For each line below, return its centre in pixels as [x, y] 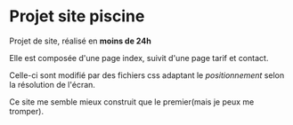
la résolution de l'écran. [53, 84]
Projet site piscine [77, 16]
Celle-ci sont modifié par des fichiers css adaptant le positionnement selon [147, 75]
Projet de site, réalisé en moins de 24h [80, 41]
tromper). [27, 111]
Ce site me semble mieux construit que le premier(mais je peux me [132, 102]
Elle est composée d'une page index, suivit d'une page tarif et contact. [139, 58]
